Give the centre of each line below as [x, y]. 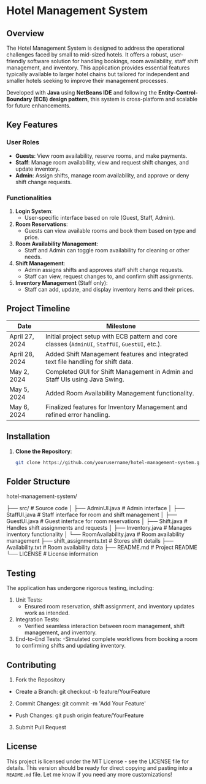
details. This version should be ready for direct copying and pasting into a [99, 767]
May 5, [19, 389]
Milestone [121, 326]
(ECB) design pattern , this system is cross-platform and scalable [115, 99]
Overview [25, 33]
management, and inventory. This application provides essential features [98, 68]
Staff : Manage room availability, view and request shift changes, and [102, 162]
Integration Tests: [37, 619]
